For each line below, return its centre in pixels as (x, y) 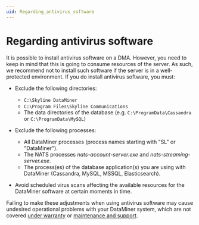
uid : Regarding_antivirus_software (50, 12)
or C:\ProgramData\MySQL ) (55, 118)
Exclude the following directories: (56, 88)
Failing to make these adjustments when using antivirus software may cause (100, 202)
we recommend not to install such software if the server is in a (83, 70)
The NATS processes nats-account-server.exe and (86, 154)
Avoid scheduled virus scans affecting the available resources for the (99, 185)
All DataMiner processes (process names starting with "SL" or (99, 142)
